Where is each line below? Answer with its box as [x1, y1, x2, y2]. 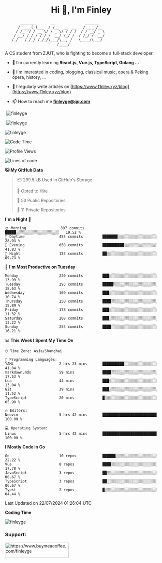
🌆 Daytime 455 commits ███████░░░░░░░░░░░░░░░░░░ [5, 234, 157, 239]
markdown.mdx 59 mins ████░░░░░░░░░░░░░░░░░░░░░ [5, 370, 157, 375]
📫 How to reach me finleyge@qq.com [12, 98, 90, 104]
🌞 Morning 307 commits [5, 226, 85, 231]
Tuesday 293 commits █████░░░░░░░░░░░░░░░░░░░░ [5, 282, 157, 287]
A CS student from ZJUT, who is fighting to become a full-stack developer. [5, 50, 154, 56]
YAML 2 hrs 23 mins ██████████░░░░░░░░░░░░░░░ [5, 361, 157, 366]
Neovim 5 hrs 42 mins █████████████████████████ [5, 412, 157, 417]
